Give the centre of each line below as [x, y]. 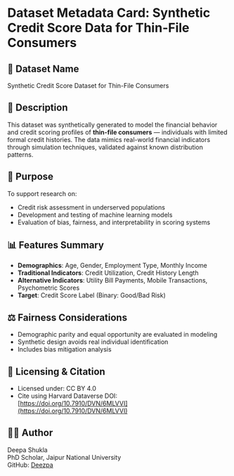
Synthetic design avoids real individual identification [93, 342]
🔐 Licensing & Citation [56, 372]
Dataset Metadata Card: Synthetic [109, 13]
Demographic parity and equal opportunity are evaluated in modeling [117, 335]
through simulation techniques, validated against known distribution [105, 147]
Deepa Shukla [27, 450]
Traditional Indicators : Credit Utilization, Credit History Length [108, 273]
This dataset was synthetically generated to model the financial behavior [112, 124]
